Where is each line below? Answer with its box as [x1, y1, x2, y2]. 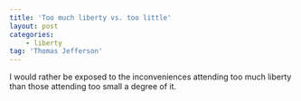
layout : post [9, 22, 59, 31]
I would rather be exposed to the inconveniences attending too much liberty [9, 71, 292, 82]
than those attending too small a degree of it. [9, 81, 177, 92]
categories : [9, 30, 54, 39]
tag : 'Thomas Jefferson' [9, 47, 103, 56]
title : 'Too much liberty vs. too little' [9, 13, 172, 23]
